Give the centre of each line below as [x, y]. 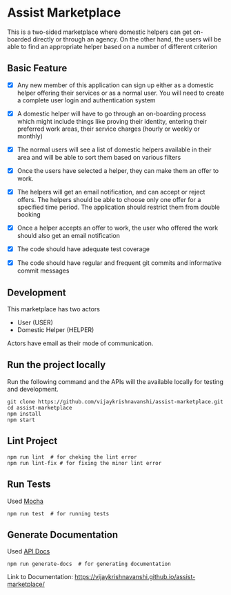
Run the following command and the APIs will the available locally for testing [115, 381]
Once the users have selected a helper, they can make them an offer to [118, 170]
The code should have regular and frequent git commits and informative [119, 263]
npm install [24, 414]
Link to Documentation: [40, 577]
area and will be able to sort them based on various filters [99, 157]
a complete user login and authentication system [87, 100]
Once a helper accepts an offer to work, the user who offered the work [118, 228]
